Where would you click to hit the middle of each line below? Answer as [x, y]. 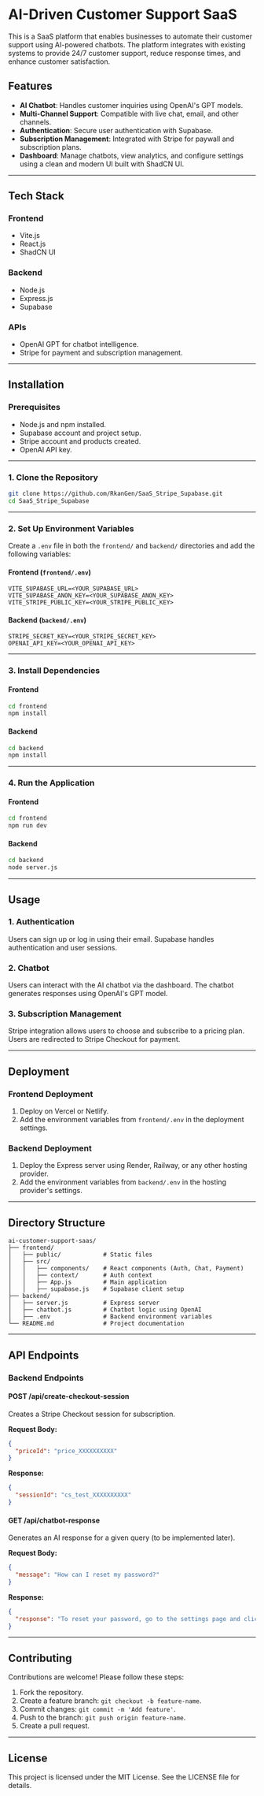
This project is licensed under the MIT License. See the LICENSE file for [124, 1777]
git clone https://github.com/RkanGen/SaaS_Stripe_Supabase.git [115, 494]
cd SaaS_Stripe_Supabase [49, 501]
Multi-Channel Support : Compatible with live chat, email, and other [129, 113]
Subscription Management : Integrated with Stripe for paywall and [127, 139]
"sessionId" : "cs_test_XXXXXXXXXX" [73, 1495]
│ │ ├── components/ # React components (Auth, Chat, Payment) [126, 1269]
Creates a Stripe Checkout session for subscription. [92, 1414]
